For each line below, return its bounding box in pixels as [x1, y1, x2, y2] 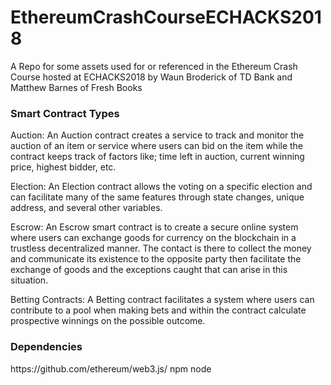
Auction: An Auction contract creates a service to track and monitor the [10, 129, 305, 141]
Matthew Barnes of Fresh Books [10, 81, 143, 93]
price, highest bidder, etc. [10, 161, 117, 173]
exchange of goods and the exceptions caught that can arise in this [10, 264, 288, 276]
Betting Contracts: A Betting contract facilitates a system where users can [10, 294, 315, 306]
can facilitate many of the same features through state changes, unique [10, 191, 305, 203]
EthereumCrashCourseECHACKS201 [10, 6, 322, 29]
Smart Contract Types [10, 106, 120, 120]
